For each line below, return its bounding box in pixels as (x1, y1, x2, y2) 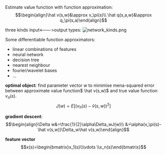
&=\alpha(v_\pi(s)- (125, 122, 162, 128)
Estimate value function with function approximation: (5, 4, 113, 10)
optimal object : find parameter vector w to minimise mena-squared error (5, 82, 155, 88)
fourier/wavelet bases (12, 67, 57, 73)
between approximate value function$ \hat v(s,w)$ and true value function (5, 88, 158, 94)
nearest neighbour (12, 62, 51, 68)
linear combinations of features (12, 46, 77, 52)
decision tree (12, 57, 40, 63)
